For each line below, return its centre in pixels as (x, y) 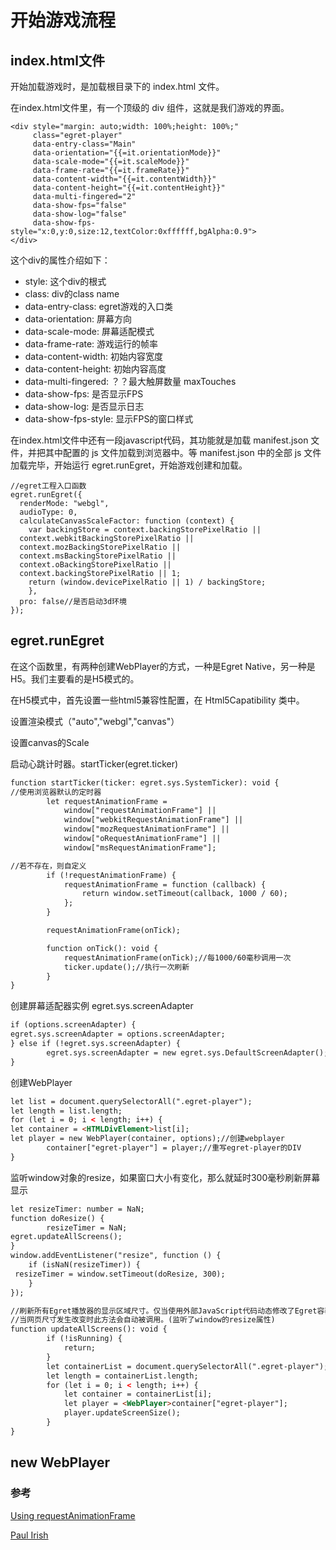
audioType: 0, (48, 512)
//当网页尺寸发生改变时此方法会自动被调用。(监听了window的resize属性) (143, 1320)
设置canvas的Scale (50, 742)
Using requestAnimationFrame (73, 1515)
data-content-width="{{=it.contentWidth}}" (124, 179)
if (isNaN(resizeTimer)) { (84, 1265)
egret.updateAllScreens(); (66, 1237)
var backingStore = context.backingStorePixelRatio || (145, 530)
